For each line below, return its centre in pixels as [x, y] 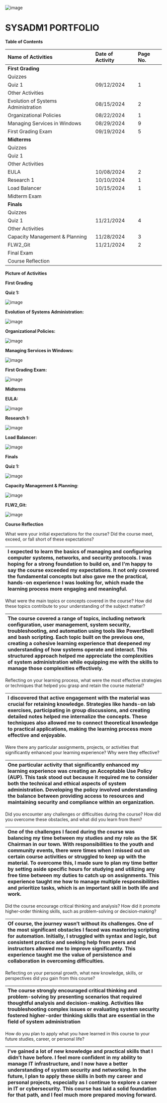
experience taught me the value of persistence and [70, 955]
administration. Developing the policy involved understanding [83, 790]
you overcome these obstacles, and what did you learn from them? [74, 819]
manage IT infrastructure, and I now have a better [68, 1064]
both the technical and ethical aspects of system [67, 783]
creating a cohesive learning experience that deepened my [79, 643]
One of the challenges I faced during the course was [71, 831]
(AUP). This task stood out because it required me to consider [83, 777]
